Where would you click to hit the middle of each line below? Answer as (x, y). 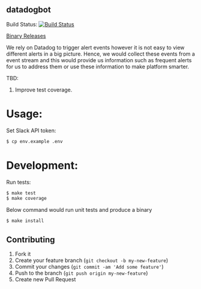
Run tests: (19, 182)
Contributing (31, 240)
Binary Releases (26, 36)
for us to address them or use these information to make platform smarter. (98, 66)
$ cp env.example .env (34, 141)
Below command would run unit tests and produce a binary (79, 210)
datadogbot (28, 10)
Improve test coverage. (43, 90)
